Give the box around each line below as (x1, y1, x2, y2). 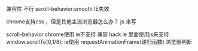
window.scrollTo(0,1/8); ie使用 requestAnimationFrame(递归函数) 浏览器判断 (6, 38, 193, 45)
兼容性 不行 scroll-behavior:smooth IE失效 (6, 5, 109, 12)
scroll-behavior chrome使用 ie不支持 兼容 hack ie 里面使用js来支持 (6, 31, 169, 38)
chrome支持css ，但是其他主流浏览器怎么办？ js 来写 (6, 18, 136, 25)
